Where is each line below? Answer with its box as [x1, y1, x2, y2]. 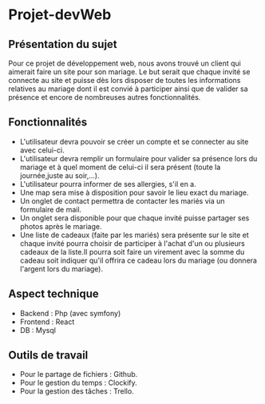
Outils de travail [8, 349, 89, 362]
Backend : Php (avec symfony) [19, 308, 121, 318]
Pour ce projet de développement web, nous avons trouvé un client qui [8, 58, 241, 68]
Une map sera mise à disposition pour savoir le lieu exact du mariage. [19, 188, 249, 197]
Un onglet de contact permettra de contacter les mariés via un [19, 196, 225, 205]
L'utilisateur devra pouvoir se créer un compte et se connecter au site [19, 137, 249, 146]
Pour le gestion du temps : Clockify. [19, 378, 137, 388]
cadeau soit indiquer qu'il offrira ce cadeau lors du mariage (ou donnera [19, 255, 258, 265]
